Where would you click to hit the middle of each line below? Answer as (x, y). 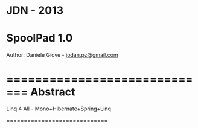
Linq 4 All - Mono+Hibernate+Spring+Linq (59, 109)
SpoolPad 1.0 (40, 38)
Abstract (53, 92)
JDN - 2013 (35, 11)
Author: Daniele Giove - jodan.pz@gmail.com (62, 55)
